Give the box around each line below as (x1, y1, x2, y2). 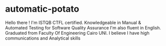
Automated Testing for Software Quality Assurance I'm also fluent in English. (5, 24, 161, 30)
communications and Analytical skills (5, 35, 81, 41)
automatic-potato (5, 3, 79, 15)
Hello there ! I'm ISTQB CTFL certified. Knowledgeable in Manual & (5, 20, 141, 25)
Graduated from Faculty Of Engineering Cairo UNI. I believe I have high (5, 30, 150, 36)
